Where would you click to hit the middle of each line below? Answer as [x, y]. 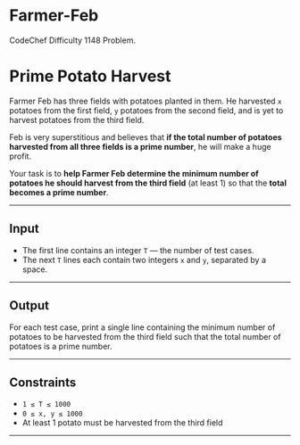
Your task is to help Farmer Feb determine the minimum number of [134, 173]
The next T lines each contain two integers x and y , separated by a [144, 260]
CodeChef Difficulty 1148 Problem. [73, 40]
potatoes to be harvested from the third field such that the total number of [145, 336]
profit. [21, 156]
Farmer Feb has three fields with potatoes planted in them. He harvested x [146, 101]
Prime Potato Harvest [90, 76]
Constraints [43, 382]
